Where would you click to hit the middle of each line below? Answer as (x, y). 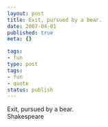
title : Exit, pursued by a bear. (55, 20)
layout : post (26, 13)
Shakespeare (26, 117)
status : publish (30, 90)
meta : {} (19, 39)
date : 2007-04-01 (32, 26)
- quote (18, 83)
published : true (30, 33)
